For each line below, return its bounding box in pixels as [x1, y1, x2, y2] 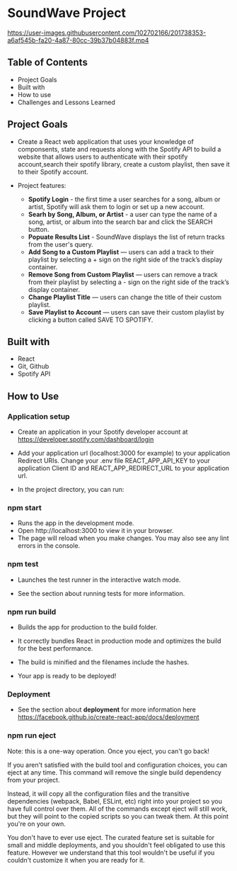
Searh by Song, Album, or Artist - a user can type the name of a [28, 210, 218, 218]
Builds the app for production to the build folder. [17, 622, 158, 631]
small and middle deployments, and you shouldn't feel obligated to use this [7, 841, 226, 849]
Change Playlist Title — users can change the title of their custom [28, 293, 222, 301]
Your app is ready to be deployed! [17, 671, 117, 680]
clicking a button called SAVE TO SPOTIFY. [28, 315, 154, 324]
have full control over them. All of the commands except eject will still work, [7, 804, 228, 813]
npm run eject [7, 731, 57, 741]
